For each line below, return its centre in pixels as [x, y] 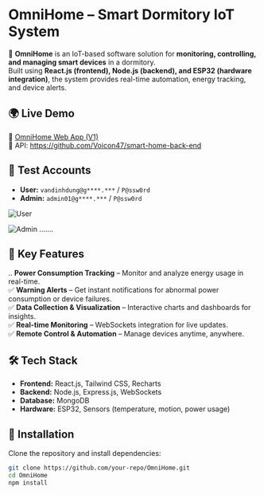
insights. [22, 316]
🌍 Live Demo [42, 114]
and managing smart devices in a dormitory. [82, 62]
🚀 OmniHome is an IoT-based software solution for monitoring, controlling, [132, 53]
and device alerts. [38, 87]
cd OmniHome [28, 475]
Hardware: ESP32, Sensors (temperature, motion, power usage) [125, 409]
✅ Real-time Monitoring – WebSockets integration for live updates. [118, 325]
